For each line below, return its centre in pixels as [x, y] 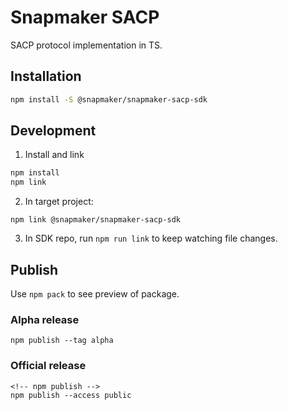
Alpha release [45, 319]
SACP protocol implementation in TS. [86, 45]
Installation [46, 76]
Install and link [54, 155]
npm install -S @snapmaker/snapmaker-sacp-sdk [109, 99]
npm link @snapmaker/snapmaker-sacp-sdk [96, 220]
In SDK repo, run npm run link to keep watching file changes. [151, 238]
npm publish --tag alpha [62, 341]
